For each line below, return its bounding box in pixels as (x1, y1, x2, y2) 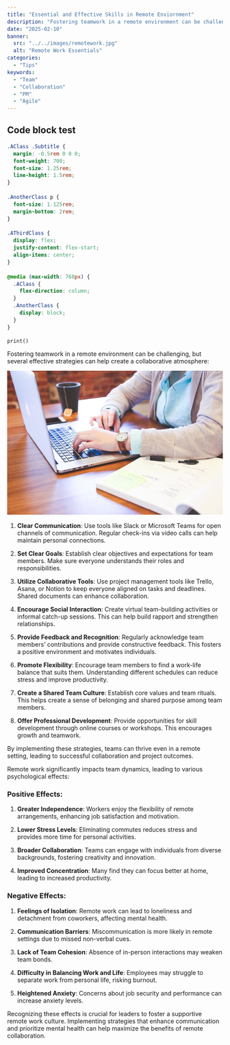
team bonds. (16, 955, 53, 963)
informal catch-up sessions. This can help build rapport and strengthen (16, 612, 218, 621)
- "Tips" (13, 62, 38, 69)
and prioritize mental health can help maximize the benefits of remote (7, 1024, 203, 1032)
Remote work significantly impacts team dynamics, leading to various (7, 765, 203, 773)
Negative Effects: (7, 891, 66, 901)
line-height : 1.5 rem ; (13, 172, 75, 179)
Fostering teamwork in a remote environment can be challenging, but (7, 350, 202, 358)
